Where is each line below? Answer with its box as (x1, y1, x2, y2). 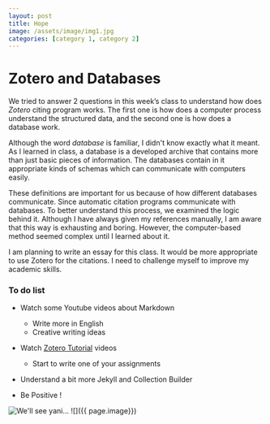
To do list (8, 285, 45, 296)
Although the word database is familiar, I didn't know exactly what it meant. (8, 138, 260, 148)
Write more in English (32, 318, 104, 329)
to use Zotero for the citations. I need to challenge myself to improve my (8, 256, 250, 266)
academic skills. (8, 265, 62, 275)
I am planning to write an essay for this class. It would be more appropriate (8, 247, 258, 257)
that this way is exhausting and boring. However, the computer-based (8, 223, 242, 232)
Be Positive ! (19, 391, 62, 400)
